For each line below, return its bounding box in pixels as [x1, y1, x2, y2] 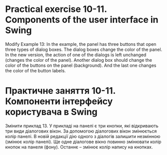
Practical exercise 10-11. [5, 3, 107, 15]
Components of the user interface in [5, 14, 159, 25]
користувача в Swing [5, 106, 98, 118]
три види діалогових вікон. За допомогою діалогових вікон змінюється [5, 128, 157, 134]
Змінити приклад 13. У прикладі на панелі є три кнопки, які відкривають [5, 123, 159, 129]
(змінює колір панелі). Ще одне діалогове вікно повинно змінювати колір [5, 139, 162, 145]
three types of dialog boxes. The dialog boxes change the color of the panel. [5, 46, 163, 52]
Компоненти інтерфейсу [5, 96, 113, 107]
